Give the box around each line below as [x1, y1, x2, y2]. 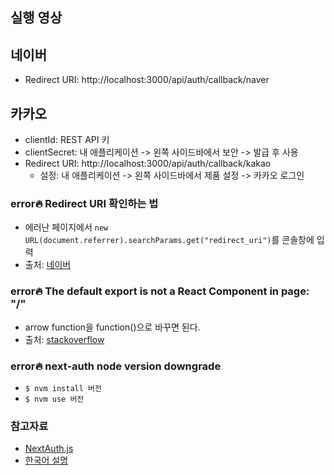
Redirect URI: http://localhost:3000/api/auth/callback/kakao [24, 158, 272, 170]
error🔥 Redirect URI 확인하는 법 [10, 196, 159, 210]
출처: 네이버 [24, 259, 72, 271]
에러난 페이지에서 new [24, 221, 109, 233]
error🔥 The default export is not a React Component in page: [10, 284, 310, 298]
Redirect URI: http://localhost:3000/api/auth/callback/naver [24, 74, 270, 86]
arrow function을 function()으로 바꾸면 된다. [24, 321, 201, 333]
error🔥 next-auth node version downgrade [10, 359, 222, 373]
